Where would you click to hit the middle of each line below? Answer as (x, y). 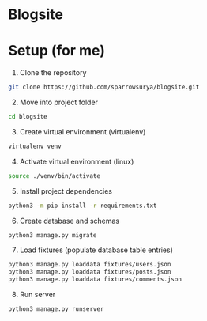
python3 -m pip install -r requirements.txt (83, 206)
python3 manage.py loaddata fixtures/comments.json (95, 279)
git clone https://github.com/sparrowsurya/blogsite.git (104, 87)
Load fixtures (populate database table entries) (96, 250)
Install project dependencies (66, 191)
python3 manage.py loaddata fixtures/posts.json (90, 272)
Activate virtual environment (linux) (77, 161)
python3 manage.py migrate (53, 235)
